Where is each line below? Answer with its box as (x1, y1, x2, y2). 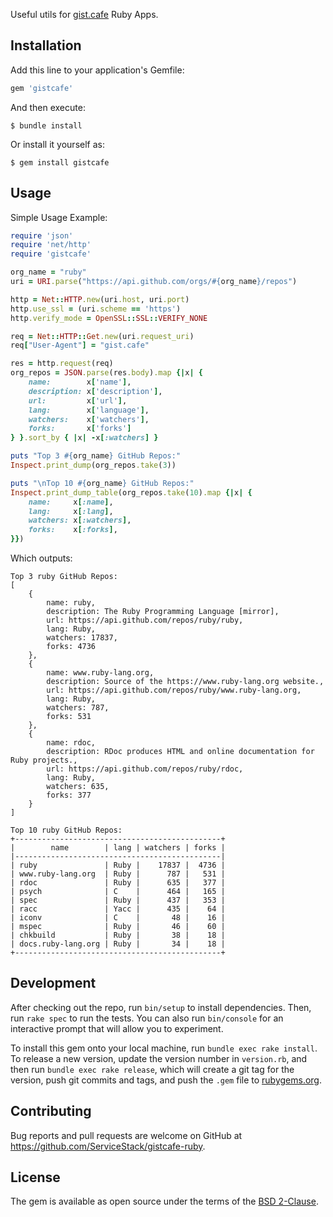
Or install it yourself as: (10, 138, 105, 150)
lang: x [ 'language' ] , (28, 405, 150, 415)
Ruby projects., (10, 755, 78, 765)
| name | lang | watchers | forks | (10, 843, 226, 853)
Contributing (10, 1103, 92, 1120)
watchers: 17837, (46, 633, 118, 643)
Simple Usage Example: (10, 211, 108, 223)
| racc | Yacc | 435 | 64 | (10, 904, 226, 914)
